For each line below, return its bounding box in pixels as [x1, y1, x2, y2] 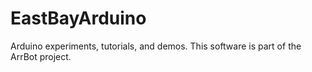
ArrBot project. [10, 50, 72, 62]
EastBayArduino [10, 7, 147, 30]
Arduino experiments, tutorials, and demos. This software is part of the [10, 40, 302, 52]
